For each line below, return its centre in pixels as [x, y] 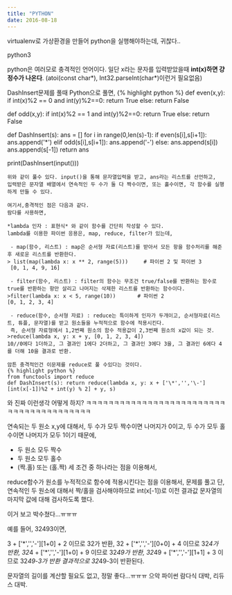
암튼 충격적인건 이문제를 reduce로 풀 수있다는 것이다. [75, 365]
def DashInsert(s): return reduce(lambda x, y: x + [83, 383]
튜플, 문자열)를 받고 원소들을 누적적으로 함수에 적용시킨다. [91, 323]
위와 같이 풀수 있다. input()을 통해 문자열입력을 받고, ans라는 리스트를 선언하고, [111, 177]
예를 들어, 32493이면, [37, 528]
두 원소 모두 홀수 [39, 458]
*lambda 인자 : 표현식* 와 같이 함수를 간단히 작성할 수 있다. [86, 226]
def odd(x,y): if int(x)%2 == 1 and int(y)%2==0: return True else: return [108, 114]
